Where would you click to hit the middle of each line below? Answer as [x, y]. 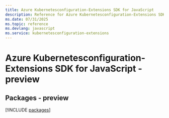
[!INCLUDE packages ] [28, 110]
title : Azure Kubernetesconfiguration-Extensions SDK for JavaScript [80, 10]
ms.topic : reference [27, 24]
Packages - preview [37, 98]
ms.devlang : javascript [30, 29]
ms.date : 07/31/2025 [27, 19]
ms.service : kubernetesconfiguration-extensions [57, 33]
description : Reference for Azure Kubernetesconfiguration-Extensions [81, 15]
